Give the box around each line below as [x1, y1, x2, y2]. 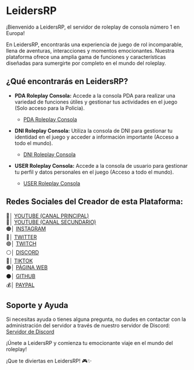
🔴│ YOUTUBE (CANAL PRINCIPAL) [6, 212, 89, 219]
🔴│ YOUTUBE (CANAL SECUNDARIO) [6, 218, 96, 226]
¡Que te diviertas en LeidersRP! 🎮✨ [6, 358, 92, 365]
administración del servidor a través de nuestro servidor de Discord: [6, 322, 171, 329]
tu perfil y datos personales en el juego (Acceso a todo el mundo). [14, 168, 174, 175]
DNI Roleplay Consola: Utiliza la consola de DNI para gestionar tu [14, 127, 173, 134]
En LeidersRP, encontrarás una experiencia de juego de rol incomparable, [6, 41, 183, 48]
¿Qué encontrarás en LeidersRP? [6, 77, 129, 87]
